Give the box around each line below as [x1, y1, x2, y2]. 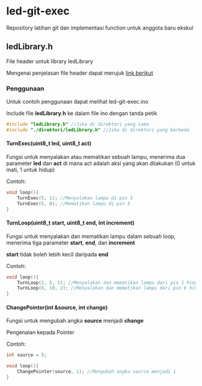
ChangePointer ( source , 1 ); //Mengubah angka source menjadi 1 [17, 369, 176, 375]
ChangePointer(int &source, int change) [6, 304, 108, 311]
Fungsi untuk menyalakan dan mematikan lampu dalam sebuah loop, [6, 232, 176, 240]
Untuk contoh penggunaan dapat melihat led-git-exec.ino [6, 98, 148, 105]
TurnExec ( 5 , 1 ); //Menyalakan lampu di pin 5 [17, 195, 133, 201]
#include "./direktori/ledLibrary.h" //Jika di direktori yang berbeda [6, 126, 189, 133]
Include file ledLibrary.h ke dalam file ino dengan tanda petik [6, 110, 158, 117]
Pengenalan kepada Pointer [6, 329, 75, 336]
